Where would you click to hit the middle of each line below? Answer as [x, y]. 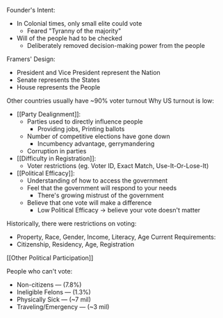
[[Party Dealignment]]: [49, 114]
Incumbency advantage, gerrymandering [96, 144]
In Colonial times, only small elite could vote [79, 23]
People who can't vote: [40, 271]
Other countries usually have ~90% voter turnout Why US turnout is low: [110, 101]
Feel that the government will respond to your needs [102, 188]
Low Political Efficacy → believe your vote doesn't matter [119, 210]
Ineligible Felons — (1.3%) [53, 292]
